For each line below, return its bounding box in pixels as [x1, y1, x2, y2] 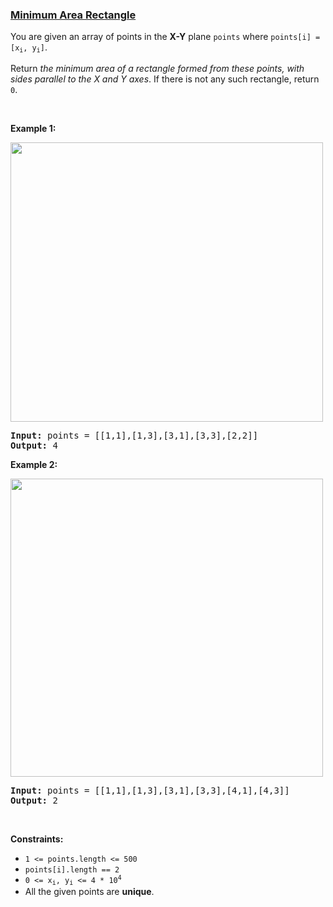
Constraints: [10, 833, 64, 845]
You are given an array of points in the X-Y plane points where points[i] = [10, 31, 321, 43]
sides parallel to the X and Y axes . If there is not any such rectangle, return [10, 73, 320, 85]
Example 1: [10, 122, 57, 134]
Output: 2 [10, 794, 58, 806]
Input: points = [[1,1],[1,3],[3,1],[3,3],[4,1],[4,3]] [10, 784, 290, 796]
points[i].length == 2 [24, 864, 120, 875]
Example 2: [10, 458, 58, 470]
